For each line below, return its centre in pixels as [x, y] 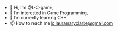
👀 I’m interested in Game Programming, [49, 13]
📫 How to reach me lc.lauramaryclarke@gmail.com [61, 23]
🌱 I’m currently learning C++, [39, 18]
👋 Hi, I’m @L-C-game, [31, 8]
